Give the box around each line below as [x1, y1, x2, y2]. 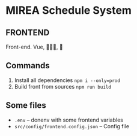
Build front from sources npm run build [14, 83, 112, 90]
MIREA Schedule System [5, 4, 132, 17]
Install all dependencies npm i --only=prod [14, 76, 121, 84]
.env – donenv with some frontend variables [14, 116, 124, 123]
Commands [5, 61, 50, 71]
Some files [5, 100, 46, 111]
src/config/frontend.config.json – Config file [14, 122, 130, 129]
